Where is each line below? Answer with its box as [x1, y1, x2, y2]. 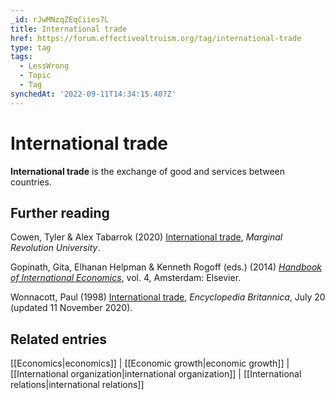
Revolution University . [10, 242, 101, 254]
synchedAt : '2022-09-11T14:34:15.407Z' [10, 89, 177, 99]
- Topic [19, 71, 52, 81]
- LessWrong [19, 61, 70, 71]
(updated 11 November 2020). [10, 302, 133, 314]
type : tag [10, 42, 52, 53]
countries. [10, 176, 52, 188]
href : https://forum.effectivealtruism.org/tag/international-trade [10, 33, 302, 43]
